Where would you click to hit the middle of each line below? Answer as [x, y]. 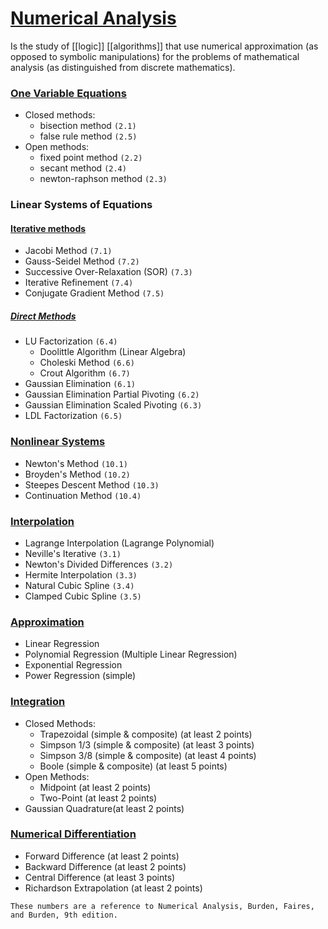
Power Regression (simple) [80, 676]
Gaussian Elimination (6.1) [80, 384]
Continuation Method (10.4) [83, 495]
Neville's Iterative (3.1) [73, 553]
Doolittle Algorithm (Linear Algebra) [113, 352]
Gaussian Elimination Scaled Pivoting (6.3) [113, 405]
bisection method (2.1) [88, 126]
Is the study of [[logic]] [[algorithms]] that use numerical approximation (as [164, 46]
